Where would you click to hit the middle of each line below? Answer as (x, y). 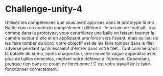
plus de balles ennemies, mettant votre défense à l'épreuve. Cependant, (78, 58)
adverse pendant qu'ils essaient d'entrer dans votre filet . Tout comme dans (81, 48)
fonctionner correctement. (32, 69)
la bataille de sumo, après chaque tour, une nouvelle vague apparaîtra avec (81, 53)
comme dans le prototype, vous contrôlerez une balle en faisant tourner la (80, 33)
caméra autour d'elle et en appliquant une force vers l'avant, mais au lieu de (81, 38)
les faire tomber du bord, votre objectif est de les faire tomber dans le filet (80, 43)
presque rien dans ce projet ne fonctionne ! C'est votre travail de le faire (78, 64)
